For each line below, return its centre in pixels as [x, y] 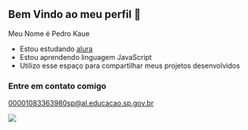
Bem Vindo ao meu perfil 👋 [75, 15]
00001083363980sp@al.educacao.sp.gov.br [81, 103]
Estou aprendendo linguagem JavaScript [85, 57]
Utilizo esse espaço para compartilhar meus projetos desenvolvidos [130, 65]
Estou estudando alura [56, 49]
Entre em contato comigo [57, 86]
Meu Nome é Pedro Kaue [49, 33]
